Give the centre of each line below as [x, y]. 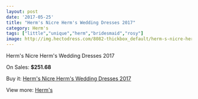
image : [14, 39]
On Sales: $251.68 [29, 67]
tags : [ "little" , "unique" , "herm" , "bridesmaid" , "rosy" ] [75, 34]
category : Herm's [27, 28]
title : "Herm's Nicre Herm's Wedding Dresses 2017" [71, 22]
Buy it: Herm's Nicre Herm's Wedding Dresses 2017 [69, 78]
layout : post [22, 11]
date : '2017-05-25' [30, 17]
